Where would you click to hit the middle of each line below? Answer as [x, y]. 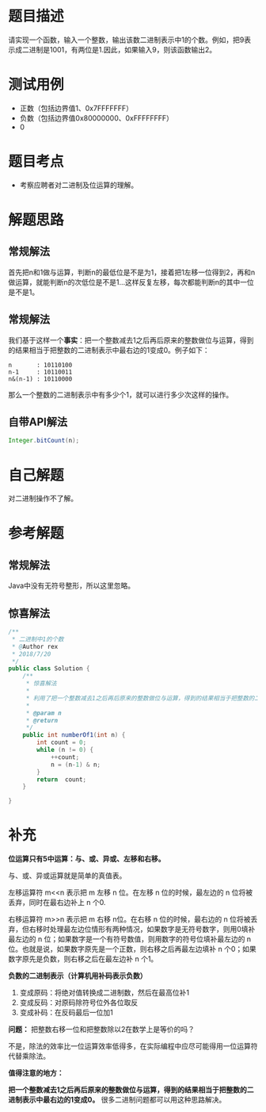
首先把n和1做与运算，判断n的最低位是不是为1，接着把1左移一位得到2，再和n [132, 272]
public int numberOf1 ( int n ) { [74, 735]
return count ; [62, 779]
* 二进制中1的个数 [38, 639]
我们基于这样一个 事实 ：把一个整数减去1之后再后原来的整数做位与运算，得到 [131, 340]
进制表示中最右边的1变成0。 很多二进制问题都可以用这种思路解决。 [117, 1100]
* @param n [44, 713]
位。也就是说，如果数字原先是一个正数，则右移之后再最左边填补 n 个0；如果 [132, 949]
